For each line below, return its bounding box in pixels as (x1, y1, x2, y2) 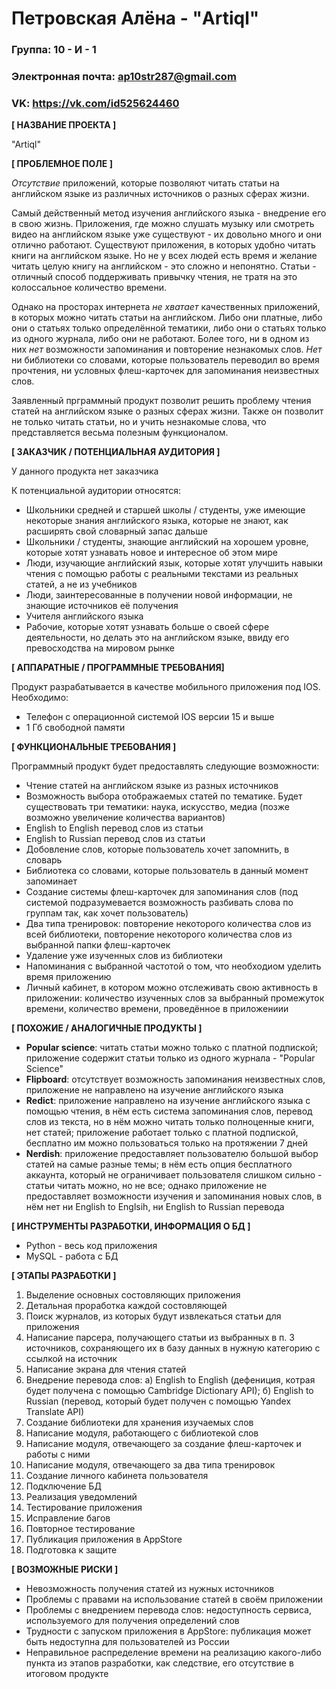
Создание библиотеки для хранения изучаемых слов (25, 1417, 254, 1429)
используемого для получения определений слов (25, 1615, 240, 1627)
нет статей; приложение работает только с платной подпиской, (25, 1127, 299, 1139)
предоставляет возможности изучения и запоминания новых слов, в (25, 1190, 323, 1202)
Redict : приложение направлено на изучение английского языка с (25, 1095, 311, 1107)
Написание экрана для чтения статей (25, 1363, 187, 1376)
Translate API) (25, 1406, 85, 1418)
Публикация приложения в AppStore (25, 1533, 183, 1546)
